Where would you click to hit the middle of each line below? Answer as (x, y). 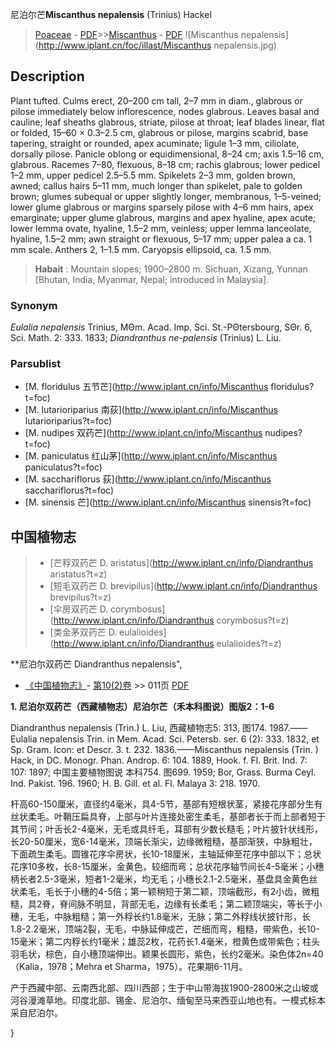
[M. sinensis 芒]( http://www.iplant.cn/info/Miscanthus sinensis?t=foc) (168, 502)
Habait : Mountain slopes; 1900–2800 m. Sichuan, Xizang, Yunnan (171, 269)
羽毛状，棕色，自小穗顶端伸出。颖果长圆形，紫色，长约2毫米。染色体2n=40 (167, 954)
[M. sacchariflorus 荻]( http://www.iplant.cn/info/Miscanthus (148, 479)
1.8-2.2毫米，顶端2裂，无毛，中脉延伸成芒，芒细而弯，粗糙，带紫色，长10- (165, 929)
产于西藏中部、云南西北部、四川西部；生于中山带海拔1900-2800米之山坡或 (164, 988)
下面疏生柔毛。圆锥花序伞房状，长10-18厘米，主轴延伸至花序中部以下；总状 (166, 854)
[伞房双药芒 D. (79, 609)
